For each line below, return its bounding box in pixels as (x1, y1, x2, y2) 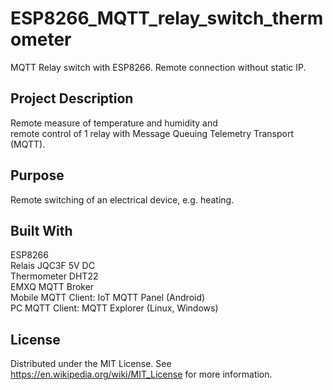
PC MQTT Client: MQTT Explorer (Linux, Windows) (10, 302, 219, 314)
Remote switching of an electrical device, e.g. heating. (10, 193, 235, 206)
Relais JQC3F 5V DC (10, 260, 95, 272)
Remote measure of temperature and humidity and (10, 117, 218, 129)
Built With (10, 222, 73, 239)
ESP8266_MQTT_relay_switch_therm (10, 7, 324, 30)
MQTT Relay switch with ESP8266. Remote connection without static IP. (10, 61, 307, 73)
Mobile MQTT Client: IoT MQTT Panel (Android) (10, 292, 206, 304)
